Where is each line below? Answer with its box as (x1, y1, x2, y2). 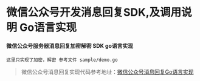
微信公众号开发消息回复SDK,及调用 (6, 5, 182, 19)
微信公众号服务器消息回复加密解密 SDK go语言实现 (6, 42, 134, 49)
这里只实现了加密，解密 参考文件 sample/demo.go (6, 57, 118, 63)
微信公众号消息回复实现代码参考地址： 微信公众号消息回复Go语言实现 (21, 68, 194, 76)
